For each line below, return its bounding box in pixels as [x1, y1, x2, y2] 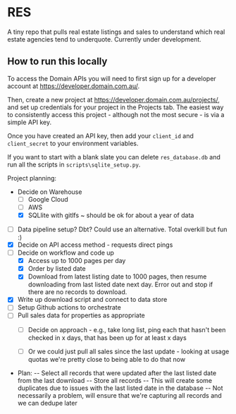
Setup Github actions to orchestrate [17, 303, 121, 312]
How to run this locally [7, 56, 108, 68]
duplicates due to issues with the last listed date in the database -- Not [17, 384, 223, 392]
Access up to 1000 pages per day [27, 257, 126, 265]
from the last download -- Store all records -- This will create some [17, 376, 213, 384]
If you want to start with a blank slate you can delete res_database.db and [7, 152, 221, 161]
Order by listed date [27, 264, 86, 273]
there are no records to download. [27, 288, 128, 296]
